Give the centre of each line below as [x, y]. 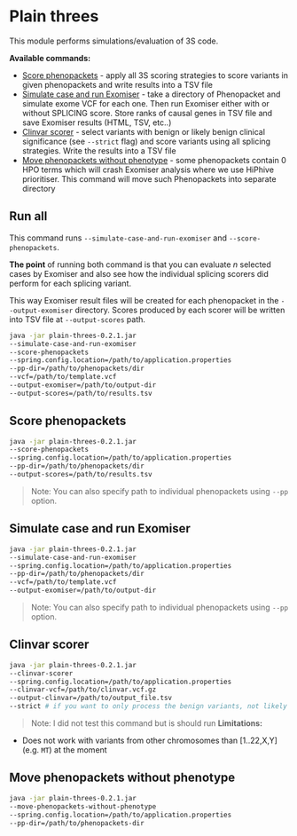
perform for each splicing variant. [70, 283]
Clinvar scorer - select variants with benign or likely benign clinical [144, 131]
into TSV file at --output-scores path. [78, 319]
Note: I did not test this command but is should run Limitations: [147, 723]
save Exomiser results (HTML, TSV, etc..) [97, 122]
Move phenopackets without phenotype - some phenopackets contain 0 [154, 160]
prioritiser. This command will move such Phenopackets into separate [149, 178]
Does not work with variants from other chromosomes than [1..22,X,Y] [149, 741]
